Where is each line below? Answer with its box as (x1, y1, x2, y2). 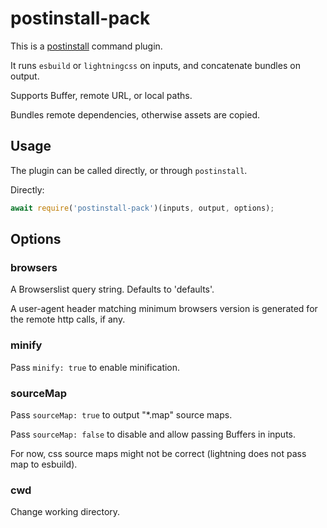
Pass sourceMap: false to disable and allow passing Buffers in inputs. (10, 428, 297, 440)
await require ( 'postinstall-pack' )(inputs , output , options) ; (10, 203, 275, 213)
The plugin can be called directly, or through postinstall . (10, 164, 248, 176)
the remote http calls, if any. (10, 313, 126, 326)
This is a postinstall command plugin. (10, 40, 163, 52)
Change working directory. (10, 506, 121, 518)
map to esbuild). (10, 458, 78, 470)
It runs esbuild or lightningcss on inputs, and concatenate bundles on (10, 59, 301, 71)
